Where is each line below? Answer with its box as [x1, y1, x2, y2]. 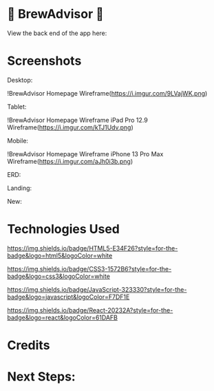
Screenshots [7, 53, 82, 69]
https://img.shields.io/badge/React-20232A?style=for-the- [7, 306, 173, 314]
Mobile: [7, 136, 29, 145]
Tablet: [7, 103, 27, 111]
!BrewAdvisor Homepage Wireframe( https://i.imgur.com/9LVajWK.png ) [7, 89, 208, 97]
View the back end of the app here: [7, 29, 107, 37]
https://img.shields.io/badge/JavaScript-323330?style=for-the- [7, 285, 187, 293]
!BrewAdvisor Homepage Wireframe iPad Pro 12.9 [7, 116, 148, 124]
